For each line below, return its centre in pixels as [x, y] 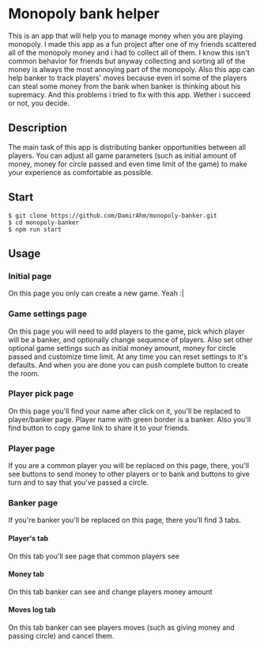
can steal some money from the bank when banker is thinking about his [124, 86]
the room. [24, 373]
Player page [32, 448]
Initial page [30, 276]
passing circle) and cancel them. [61, 636]
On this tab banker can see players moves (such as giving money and [121, 627]
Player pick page [41, 394]
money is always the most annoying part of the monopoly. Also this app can [132, 69]
